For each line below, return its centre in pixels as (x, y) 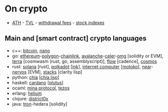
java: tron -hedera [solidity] (39, 104)
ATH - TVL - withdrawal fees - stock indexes (58, 23)
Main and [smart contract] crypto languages (76, 38)
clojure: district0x (30, 98)
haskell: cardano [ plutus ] (38, 82)
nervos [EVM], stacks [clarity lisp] (47, 72)
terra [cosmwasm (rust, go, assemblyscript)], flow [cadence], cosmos (84, 61)
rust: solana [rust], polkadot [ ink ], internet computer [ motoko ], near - (82, 66)
